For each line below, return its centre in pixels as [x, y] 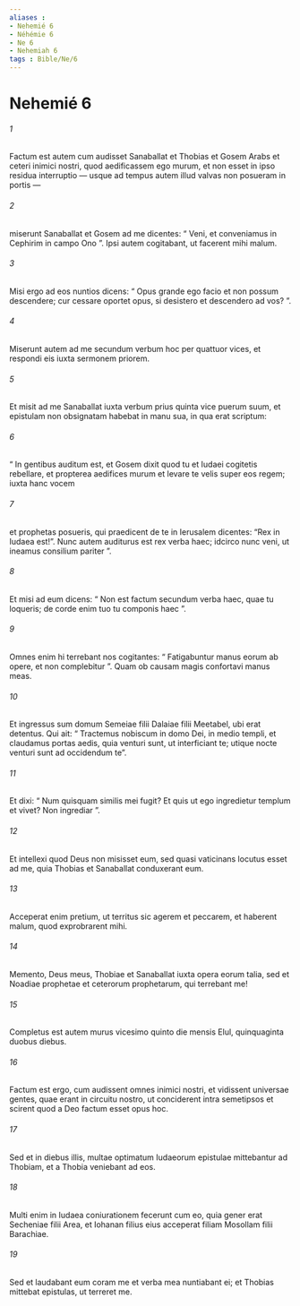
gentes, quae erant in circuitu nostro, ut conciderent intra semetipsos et [141, 1099]
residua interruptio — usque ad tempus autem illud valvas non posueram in [148, 176]
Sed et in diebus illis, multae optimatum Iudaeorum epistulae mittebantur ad [149, 1157]
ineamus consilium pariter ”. [60, 551]
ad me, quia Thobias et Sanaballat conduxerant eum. [107, 868]
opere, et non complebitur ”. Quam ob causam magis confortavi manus [140, 666]
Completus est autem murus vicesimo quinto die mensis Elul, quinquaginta [147, 1032]
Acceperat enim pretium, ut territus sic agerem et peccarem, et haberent [143, 916]
